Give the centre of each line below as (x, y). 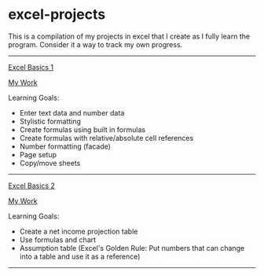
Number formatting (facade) (65, 146)
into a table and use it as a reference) (80, 256)
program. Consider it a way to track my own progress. (95, 44)
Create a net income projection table (79, 231)
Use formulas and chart (58, 239)
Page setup (38, 154)
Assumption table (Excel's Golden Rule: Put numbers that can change (132, 248)
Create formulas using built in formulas (82, 129)
